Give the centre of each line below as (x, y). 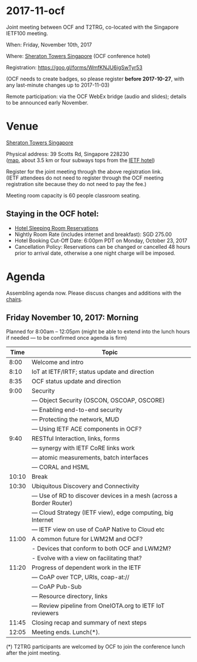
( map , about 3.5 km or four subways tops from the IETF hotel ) (81, 160)
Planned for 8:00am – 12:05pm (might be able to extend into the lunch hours (98, 332)
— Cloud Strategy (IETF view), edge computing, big (102, 513)
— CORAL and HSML (60, 467)
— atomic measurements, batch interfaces (90, 458)
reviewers (45, 613)
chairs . (14, 299)
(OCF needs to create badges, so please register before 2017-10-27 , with (95, 79)
